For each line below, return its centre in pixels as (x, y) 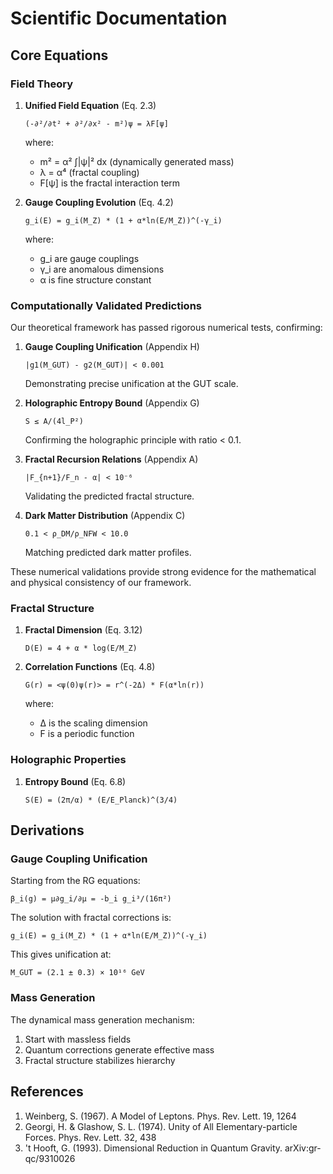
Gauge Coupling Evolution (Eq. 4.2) (99, 202)
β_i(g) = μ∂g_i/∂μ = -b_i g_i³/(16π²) (91, 899)
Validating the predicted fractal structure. (109, 496)
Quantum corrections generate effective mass (119, 1049)
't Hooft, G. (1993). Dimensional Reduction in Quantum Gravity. (153, 1148)
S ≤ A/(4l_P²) (54, 422)
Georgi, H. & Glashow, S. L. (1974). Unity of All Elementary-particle (161, 1126)
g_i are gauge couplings (89, 258)
